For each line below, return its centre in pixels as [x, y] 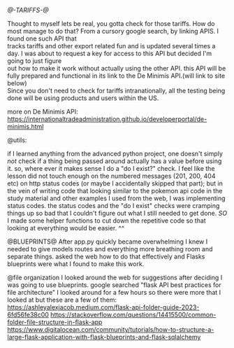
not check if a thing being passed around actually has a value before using [115, 161]
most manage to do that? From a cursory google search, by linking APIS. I [113, 31]
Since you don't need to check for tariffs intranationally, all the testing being [116, 91]
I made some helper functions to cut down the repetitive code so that [107, 221]
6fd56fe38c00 [28, 315]
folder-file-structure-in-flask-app [55, 322]
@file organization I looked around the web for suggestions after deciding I [115, 277]
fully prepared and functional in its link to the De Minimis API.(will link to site [116, 76]
